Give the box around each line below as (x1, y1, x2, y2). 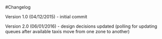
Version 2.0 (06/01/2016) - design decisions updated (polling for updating (5, 23, 157, 29)
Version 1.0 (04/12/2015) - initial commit (5, 14, 88, 19)
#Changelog (5, 4, 31, 10)
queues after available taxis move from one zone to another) (5, 29, 130, 34)
